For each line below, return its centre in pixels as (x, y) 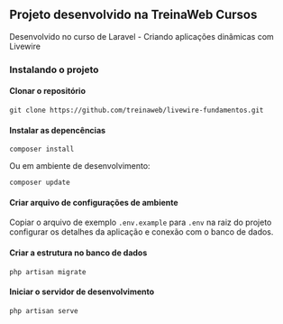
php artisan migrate (48, 272)
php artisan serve (44, 310)
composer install (42, 149)
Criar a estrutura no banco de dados (78, 253)
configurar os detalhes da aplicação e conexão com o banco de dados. (141, 232)
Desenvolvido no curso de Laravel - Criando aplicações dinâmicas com (142, 36)
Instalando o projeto (54, 69)
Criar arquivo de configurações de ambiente (94, 202)
